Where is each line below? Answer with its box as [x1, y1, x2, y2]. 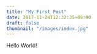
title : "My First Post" [6, 8, 67, 15]
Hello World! [6, 42, 38, 49]
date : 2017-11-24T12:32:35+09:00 [6, 14, 92, 20]
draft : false [6, 20, 40, 26]
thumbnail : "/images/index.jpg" [6, 25, 88, 32]
